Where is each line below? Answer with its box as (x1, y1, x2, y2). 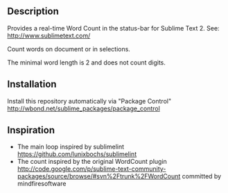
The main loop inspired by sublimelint (17, 142, 125, 151)
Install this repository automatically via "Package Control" (7, 96, 172, 105)
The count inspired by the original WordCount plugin (17, 158, 168, 166)
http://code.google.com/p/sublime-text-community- (17, 165, 166, 173)
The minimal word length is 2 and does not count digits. (7, 58, 166, 67)
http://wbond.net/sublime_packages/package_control (7, 104, 161, 112)
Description (7, 6, 59, 17)
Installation (7, 78, 57, 90)
